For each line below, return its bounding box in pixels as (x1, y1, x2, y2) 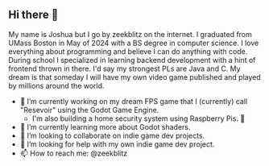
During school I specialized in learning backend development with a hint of (8, 55, 256, 64)
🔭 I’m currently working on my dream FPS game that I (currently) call (19, 96, 248, 106)
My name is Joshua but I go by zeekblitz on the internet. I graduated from (8, 29, 252, 39)
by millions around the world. (8, 81, 105, 90)
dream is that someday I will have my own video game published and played (8, 72, 262, 81)
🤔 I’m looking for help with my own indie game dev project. (19, 139, 215, 149)
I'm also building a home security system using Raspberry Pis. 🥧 (31, 114, 246, 123)
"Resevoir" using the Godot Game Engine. (19, 105, 159, 114)
